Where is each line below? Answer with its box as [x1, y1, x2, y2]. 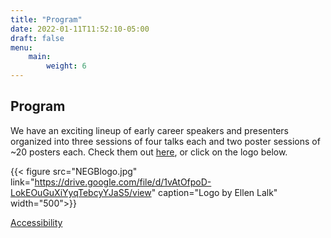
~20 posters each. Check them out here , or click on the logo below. [10, 146, 288, 158]
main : [28, 52, 52, 62]
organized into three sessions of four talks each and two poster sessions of [10, 135, 321, 147]
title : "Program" [10, 14, 83, 25]
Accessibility [10, 216, 63, 228]
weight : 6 [46, 61, 87, 71]
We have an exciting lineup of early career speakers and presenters [10, 124, 289, 136]
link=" [10, 176, 35, 188]
